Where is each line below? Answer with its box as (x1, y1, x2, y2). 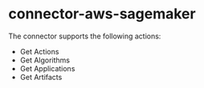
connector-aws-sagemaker (8, 5, 196, 23)
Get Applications (19, 63, 75, 73)
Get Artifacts (19, 72, 63, 82)
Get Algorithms (19, 55, 71, 65)
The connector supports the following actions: (8, 31, 161, 41)
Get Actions (19, 46, 59, 56)
